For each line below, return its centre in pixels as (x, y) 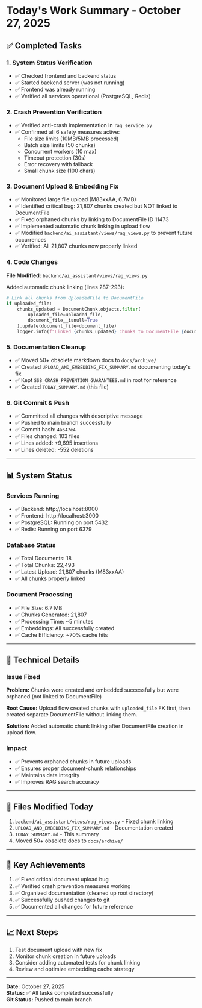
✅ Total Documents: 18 (43, 559)
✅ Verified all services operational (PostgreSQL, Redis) (83, 96)
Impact (17, 748)
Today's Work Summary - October (94, 11)
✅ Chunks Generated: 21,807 (51, 615)
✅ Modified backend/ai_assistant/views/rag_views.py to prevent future (104, 233)
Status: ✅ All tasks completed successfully (60, 993)
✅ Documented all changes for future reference (74, 907)
